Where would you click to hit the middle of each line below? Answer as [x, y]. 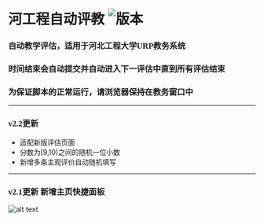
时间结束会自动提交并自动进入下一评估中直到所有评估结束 [117, 69]
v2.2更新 [24, 124]
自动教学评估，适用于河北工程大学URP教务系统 [97, 46]
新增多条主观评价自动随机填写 [68, 162]
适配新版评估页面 [47, 142]
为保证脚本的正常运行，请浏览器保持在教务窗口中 [101, 92]
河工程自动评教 [57, 19]
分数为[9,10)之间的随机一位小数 [70, 152]
